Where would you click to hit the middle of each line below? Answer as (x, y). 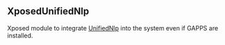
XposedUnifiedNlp (48, 11)
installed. (20, 35)
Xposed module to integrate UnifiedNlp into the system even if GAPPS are (113, 28)
